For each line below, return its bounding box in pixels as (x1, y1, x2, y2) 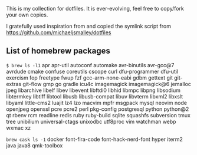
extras (6, 80, 22, 87)
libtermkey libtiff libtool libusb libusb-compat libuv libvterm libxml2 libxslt (6, 93, 183, 100)
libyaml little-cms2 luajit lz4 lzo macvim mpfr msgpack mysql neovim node (6, 99, 188, 106)
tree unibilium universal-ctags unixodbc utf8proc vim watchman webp (6, 118, 176, 125)
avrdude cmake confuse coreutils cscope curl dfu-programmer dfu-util (6, 68, 179, 75)
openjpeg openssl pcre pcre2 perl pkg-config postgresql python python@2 (6, 105, 189, 113)
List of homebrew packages (6, 46, 111, 56)
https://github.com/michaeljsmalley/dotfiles (6, 29, 111, 36)
